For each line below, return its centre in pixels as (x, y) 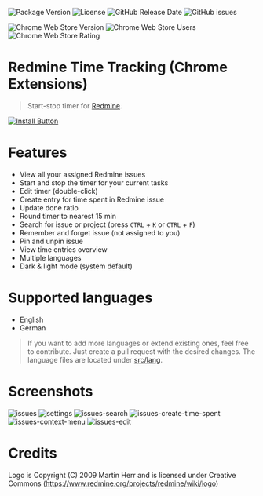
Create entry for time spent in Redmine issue (92, 199)
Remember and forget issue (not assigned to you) (100, 232)
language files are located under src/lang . (95, 359)
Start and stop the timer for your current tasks (94, 182)
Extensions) (48, 84)
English (31, 319)
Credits (33, 453)
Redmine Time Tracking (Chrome (118, 67)
